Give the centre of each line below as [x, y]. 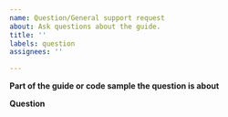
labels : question [42, 43]
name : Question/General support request [88, 18]
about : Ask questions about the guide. [85, 27]
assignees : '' [36, 52]
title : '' [28, 35]
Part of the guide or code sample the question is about [114, 86]
